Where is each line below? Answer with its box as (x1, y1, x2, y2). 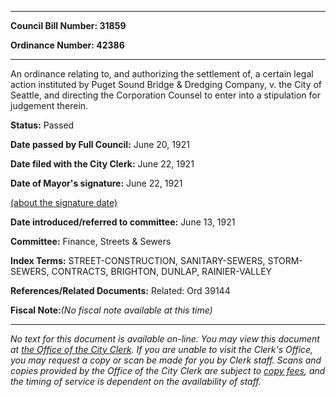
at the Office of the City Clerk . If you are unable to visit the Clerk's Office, (10, 344, 314, 355)
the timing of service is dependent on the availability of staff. (10, 376, 262, 387)
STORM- (267, 255, 303, 266)
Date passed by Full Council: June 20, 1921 (10, 139, 190, 150)
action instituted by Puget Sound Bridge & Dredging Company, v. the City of (10, 79, 323, 90)
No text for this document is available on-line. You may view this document (10, 333, 320, 345)
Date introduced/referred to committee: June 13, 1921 (10, 216, 236, 228)
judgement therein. (10, 100, 89, 111)
